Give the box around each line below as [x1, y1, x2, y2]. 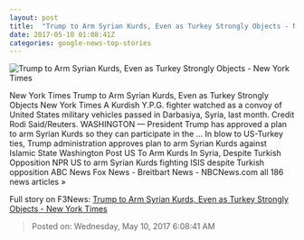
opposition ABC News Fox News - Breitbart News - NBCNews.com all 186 [9, 167, 284, 178]
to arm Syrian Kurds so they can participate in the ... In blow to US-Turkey [9, 128, 283, 140]
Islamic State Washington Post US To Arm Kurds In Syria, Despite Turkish [9, 148, 282, 159]
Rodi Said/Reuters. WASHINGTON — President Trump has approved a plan [9, 119, 288, 130]
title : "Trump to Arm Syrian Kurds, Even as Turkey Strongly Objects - [9, 22, 290, 31]
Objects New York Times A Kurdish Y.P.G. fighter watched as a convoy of [9, 100, 282, 111]
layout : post [9, 13, 59, 23]
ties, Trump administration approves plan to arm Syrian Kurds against [9, 138, 267, 149]
